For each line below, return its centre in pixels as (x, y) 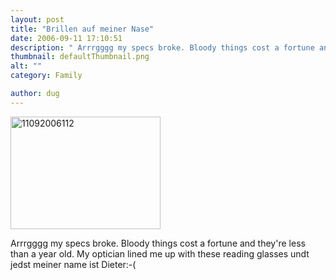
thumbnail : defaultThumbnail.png (80, 57)
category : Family (46, 76)
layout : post (37, 19)
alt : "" (26, 66)
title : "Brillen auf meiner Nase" (82, 29)
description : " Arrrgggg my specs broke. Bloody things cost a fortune (162, 47)
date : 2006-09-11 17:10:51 (66, 38)
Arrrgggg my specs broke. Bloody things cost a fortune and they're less (158, 243)
